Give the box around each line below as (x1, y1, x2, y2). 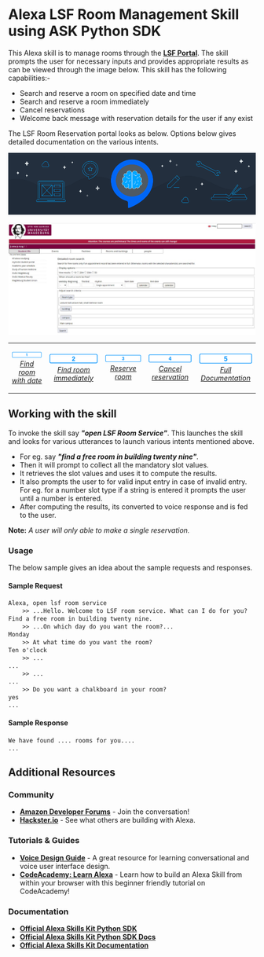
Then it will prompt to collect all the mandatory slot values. (19, 460, 210, 469)
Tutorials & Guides (8, 835, 80, 846)
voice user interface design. (19, 861, 111, 871)
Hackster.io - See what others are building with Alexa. (19, 816, 196, 825)
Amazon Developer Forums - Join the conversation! (19, 807, 190, 816)
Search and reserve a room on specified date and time (19, 88, 196, 97)
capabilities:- (8, 73, 51, 82)
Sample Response (8, 718, 68, 728)
